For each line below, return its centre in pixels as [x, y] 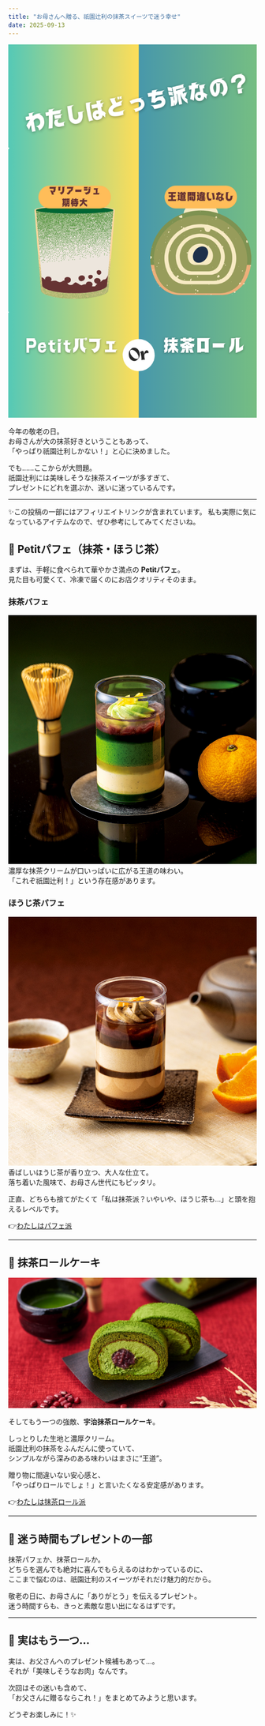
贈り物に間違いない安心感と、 [56, 1475]
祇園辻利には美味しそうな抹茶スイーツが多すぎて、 [91, 478]
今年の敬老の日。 [36, 431]
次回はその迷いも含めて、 [50, 1687]
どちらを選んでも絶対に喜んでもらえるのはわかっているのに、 [108, 1570]
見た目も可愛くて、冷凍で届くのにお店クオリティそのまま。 [105, 580]
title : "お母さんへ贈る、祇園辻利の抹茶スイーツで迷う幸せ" [95, 17]
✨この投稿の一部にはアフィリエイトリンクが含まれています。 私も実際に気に [132, 512]
